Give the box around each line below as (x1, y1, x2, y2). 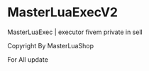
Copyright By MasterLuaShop (7, 41, 94, 50)
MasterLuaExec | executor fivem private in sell (7, 28, 143, 36)
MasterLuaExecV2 (7, 4, 118, 21)
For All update (7, 55, 48, 64)
